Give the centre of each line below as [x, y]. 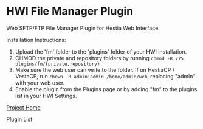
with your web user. [40, 83]
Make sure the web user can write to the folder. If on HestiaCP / [95, 70]
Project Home [23, 107]
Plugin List [19, 119]
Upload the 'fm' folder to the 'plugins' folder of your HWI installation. [101, 51]
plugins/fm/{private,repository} [57, 64]
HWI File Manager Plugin [70, 11]
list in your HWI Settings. [46, 96]
